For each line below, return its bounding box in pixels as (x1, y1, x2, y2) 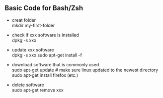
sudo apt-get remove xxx (11, 87, 64, 93)
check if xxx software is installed (11, 32, 79, 38)
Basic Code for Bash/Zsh (4, 4, 83, 12)
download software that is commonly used (11, 61, 99, 67)
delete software (11, 82, 44, 88)
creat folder (11, 17, 36, 23)
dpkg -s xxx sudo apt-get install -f (11, 52, 82, 58)
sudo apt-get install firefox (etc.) (11, 72, 78, 78)
